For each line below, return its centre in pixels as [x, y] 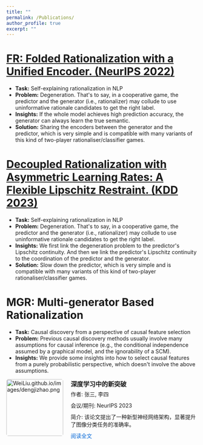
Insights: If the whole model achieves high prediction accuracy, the [99, 114]
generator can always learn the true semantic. [72, 121]
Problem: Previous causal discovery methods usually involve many [99, 339]
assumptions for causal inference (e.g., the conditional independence [102, 345]
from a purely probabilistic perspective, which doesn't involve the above [105, 364]
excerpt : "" [21, 29]
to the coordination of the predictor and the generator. [82, 259]
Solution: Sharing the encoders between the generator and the [94, 127]
